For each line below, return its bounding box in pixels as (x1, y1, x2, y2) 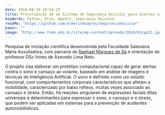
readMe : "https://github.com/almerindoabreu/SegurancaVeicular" (5, 21, 139, 26)
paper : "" (5, 26, 26, 30)
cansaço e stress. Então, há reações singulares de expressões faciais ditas (5, 89, 157, 95)
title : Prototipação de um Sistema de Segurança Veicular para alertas (5, 12, 155, 17)
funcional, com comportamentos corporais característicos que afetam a (5, 79, 151, 85)
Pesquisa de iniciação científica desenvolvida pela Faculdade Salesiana (5, 44, 150, 49)
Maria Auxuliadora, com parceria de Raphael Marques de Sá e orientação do (5, 49, 160, 55)
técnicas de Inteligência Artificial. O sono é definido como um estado (5, 74, 145, 80)
